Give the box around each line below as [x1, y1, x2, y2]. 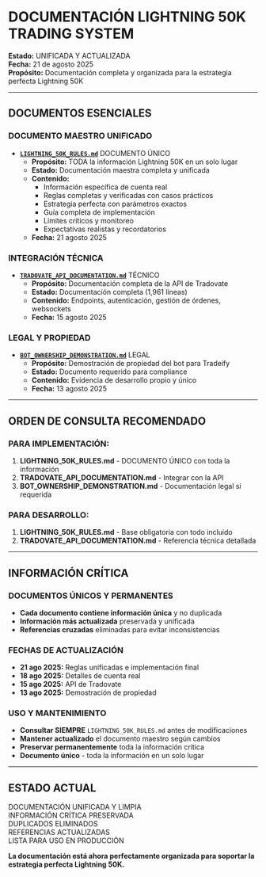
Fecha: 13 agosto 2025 [31, 384, 107, 394]
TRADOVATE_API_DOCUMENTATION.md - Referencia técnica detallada [19, 536, 256, 546]
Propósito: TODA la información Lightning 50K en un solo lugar [31, 157, 238, 166]
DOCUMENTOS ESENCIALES [8, 107, 152, 120]
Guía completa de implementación [43, 207, 156, 217]
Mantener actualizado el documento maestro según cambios [19, 734, 221, 744]
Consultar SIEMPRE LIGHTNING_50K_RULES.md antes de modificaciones [19, 726, 248, 735]
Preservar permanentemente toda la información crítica [19, 742, 204, 752]
